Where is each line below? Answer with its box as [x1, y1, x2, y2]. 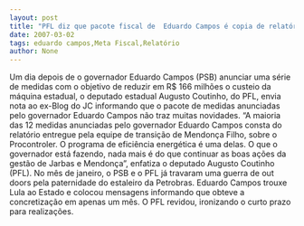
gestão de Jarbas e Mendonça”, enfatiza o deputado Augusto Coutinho [9, 158, 275, 169]
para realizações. [9, 206, 74, 217]
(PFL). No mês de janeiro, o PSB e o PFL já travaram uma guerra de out [9, 168, 274, 179]
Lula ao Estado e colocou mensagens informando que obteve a [9, 187, 245, 198]
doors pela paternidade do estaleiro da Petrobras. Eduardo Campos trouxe [9, 177, 288, 188]
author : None [9, 47, 59, 56]
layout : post [9, 13, 59, 23]
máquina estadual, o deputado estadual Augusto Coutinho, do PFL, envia [9, 91, 282, 102]
